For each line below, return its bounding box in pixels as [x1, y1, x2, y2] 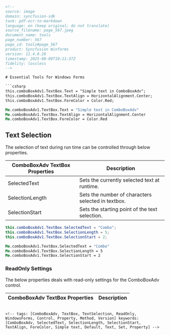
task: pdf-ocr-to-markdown [5, 18, 62, 23]
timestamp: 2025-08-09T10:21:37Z [5, 56, 76, 61]
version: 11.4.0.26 [5, 51, 47, 56]
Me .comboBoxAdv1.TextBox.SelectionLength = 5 [5, 248, 103, 253]
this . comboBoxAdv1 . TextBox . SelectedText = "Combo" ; [5, 225, 116, 230]
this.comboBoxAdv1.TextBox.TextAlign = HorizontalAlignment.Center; [5, 93, 153, 98]
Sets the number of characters [79, 191, 152, 198]
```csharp [5, 84, 26, 89]
